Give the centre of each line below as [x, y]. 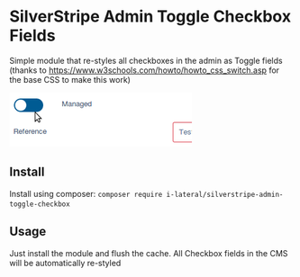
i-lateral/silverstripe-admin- [225, 194]
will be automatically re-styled [65, 263]
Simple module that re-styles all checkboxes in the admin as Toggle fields [146, 60]
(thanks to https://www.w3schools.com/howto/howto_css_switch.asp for [145, 70]
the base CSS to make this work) [70, 79]
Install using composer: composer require [86, 193]
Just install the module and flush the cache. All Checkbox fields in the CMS [149, 253]
